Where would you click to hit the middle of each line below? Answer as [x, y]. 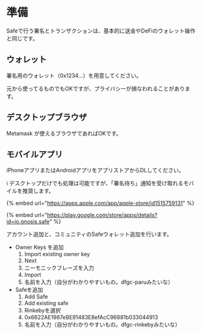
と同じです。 [22, 38]
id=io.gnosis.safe [28, 222]
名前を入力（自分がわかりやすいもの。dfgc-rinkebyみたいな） [102, 325]
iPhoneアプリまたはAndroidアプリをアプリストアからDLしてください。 [95, 170]
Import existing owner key [57, 254]
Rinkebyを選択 [43, 311]
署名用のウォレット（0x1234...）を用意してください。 [74, 75]
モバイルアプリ [35, 154]
